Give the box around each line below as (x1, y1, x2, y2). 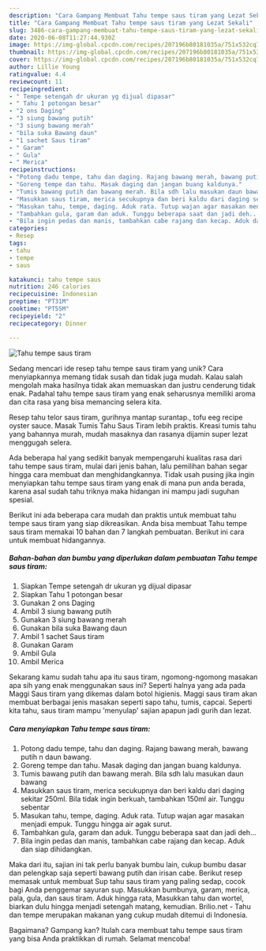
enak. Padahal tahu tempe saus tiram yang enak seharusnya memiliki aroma (9, 389, 256, 398)
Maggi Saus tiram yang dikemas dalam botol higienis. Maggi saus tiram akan (9, 689, 257, 699)
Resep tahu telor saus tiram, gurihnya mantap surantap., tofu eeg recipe (9, 412, 243, 422)
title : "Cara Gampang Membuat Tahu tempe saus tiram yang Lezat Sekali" (9, 19, 253, 27)
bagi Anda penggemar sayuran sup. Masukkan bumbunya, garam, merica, (9, 885, 250, 895)
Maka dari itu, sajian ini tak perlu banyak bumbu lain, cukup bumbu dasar (9, 860, 247, 870)
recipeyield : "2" (9, 312, 66, 320)
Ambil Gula (20, 648, 56, 658)
